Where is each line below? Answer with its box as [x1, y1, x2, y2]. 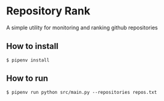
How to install [6, 41, 59, 51]
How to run [6, 74, 49, 84]
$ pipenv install [6, 57, 50, 63]
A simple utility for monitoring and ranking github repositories [6, 24, 158, 31]
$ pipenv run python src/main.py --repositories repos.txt [6, 89, 157, 95]
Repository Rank [6, 4, 91, 18]
